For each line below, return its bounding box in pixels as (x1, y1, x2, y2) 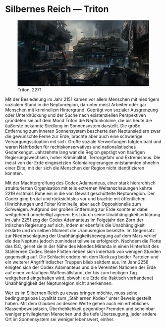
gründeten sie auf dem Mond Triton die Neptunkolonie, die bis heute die (5, 117, 152, 123)
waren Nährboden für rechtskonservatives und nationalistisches (5, 144, 136, 150)
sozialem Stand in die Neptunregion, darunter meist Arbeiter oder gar (5, 101, 147, 107)
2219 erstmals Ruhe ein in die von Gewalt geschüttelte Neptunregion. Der (5, 190, 155, 196)
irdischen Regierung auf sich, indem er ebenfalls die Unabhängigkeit (5, 222, 145, 228)
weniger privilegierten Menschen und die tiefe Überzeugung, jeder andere (5, 311, 157, 317)
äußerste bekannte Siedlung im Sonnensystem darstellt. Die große (5, 123, 141, 129)
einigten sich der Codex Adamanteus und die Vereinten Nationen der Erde (5, 264, 156, 270)
